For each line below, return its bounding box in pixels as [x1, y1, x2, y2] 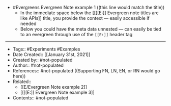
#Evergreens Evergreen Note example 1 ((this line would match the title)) [12, 5, 165, 10]
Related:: [12, 78, 32, 85]
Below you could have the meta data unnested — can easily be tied [20, 26, 162, 32]
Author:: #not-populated [12, 62, 64, 68]
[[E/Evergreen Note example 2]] [20, 84, 88, 90]
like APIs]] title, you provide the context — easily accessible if [20, 15, 150, 21]
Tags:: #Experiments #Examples [12, 46, 80, 52]
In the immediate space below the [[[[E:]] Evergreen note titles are [20, 10, 159, 16]
